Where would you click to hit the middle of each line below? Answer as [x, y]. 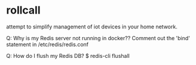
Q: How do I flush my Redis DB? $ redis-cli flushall [68, 56]
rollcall [23, 10]
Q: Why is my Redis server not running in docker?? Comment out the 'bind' [98, 38]
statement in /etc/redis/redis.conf [48, 44]
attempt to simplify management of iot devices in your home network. [92, 27]
